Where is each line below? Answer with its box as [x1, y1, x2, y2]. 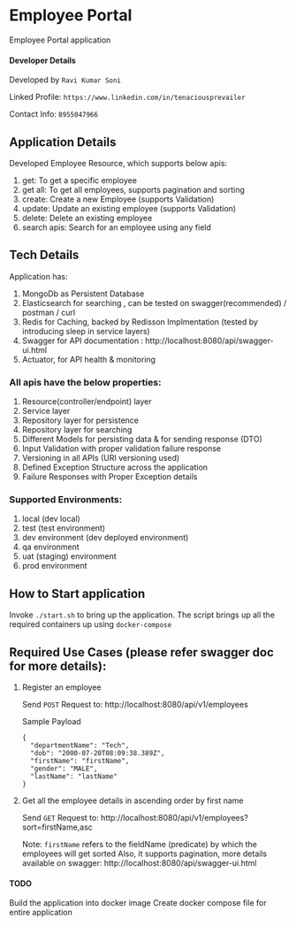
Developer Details [9, 55, 77, 65]
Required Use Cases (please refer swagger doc [9, 645, 274, 660]
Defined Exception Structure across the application [21, 462, 209, 473]
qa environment [21, 541, 80, 553]
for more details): [9, 658, 107, 673]
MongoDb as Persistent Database [21, 288, 145, 299]
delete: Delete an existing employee [21, 212, 153, 223]
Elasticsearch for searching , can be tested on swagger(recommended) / [21, 297, 287, 308]
